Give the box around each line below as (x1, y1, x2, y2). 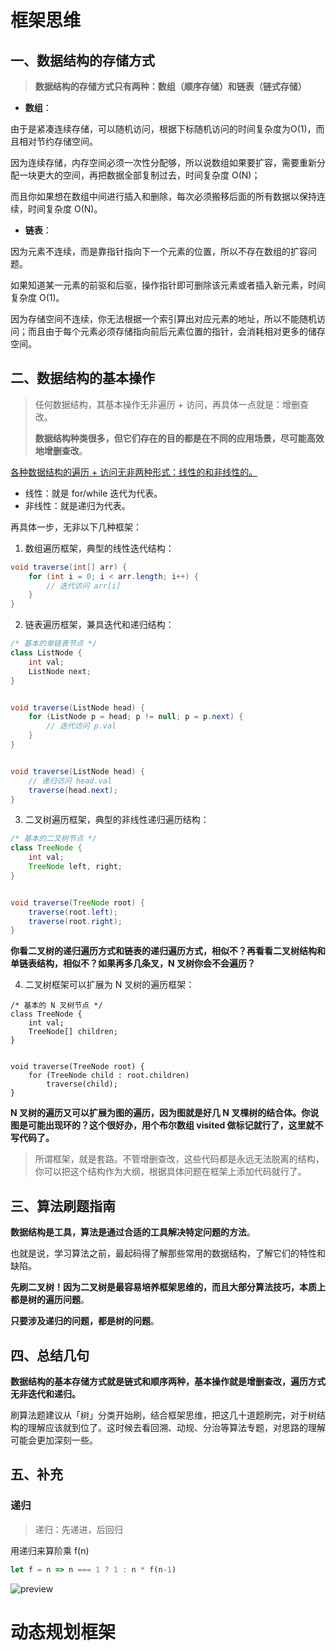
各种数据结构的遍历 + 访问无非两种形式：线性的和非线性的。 (10, 466, 258, 478)
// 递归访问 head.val (28, 776, 113, 786)
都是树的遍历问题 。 (10, 1294, 90, 1306)
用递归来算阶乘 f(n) (10, 1544, 90, 1556)
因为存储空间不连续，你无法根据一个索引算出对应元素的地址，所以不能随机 (10, 313, 317, 325)
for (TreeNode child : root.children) (28, 1071, 190, 1081)
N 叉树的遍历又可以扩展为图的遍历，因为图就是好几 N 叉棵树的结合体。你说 (10, 1107, 320, 1119)
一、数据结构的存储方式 (10, 52, 155, 69)
